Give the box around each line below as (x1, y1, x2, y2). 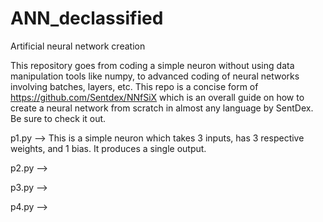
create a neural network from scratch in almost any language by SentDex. (10, 102, 314, 114)
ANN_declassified (10, 7, 164, 30)
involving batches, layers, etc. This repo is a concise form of (10, 80, 259, 92)
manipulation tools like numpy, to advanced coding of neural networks (10, 70, 300, 82)
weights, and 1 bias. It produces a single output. (10, 142, 207, 154)
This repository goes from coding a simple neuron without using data (10, 59, 295, 71)
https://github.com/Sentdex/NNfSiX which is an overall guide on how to (10, 91, 305, 103)
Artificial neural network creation (10, 40, 146, 52)
